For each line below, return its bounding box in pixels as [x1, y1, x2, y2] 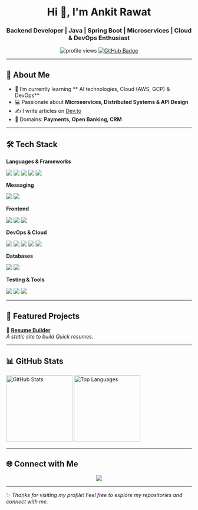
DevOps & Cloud [6, 229, 47, 236]
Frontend [6, 205, 29, 212]
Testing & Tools [6, 276, 45, 283]
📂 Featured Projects [6, 311, 80, 321]
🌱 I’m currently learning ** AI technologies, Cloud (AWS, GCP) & [14, 86, 170, 93]
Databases [6, 252, 34, 259]
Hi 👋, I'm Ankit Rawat [47, 5, 151, 19]
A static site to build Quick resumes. [6, 333, 94, 340]
